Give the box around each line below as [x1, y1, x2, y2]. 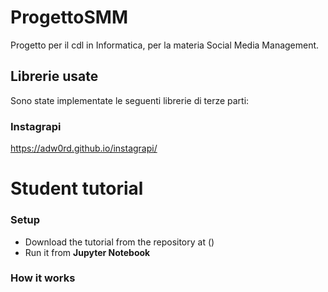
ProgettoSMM [10, 6, 129, 29]
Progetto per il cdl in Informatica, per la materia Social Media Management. [10, 39, 320, 51]
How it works [10, 271, 76, 285]
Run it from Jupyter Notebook [24, 246, 151, 258]
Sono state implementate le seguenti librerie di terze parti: [10, 94, 250, 106]
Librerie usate [10, 68, 99, 85]
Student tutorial [10, 177, 144, 200]
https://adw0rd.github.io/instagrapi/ [10, 142, 158, 155]
